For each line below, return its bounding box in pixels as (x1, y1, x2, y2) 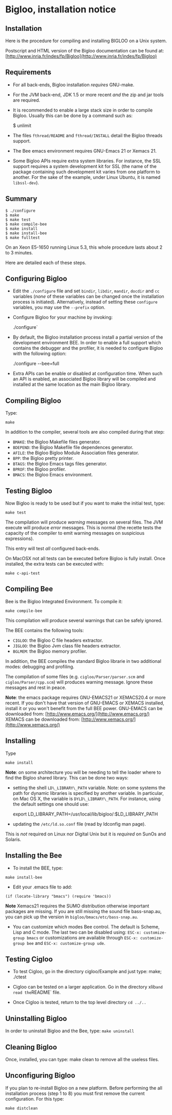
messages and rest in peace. (5, 684, 67, 691)
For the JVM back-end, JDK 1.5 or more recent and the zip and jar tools (12, 91, 164, 98)
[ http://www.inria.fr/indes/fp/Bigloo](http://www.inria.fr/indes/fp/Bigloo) (5, 53, 157, 59)
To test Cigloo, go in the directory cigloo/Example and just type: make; (12, 969, 162, 975)
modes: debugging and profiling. (5, 663, 74, 670)
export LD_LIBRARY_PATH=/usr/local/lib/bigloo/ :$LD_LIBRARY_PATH (12, 811, 158, 817)
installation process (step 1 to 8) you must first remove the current (5, 1090, 145, 1097)
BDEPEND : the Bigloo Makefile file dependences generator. (12, 444, 133, 451)
